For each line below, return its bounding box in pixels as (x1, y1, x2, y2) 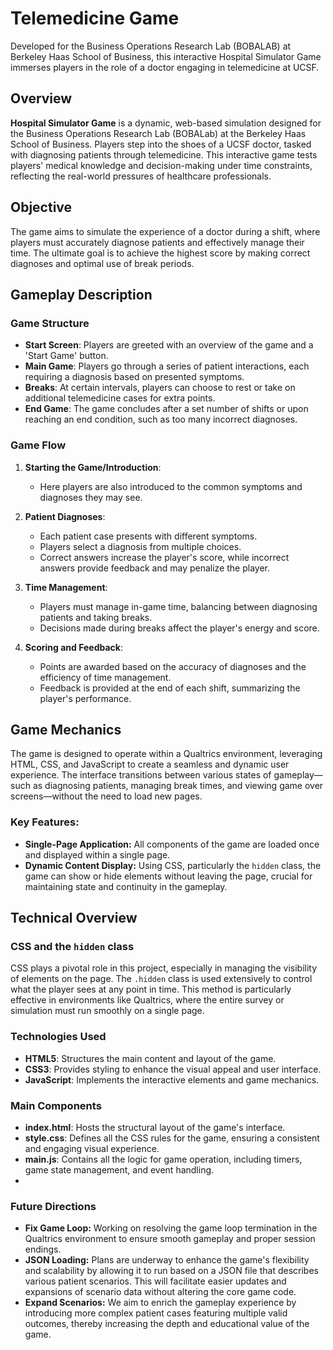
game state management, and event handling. (24, 1163, 215, 1176)
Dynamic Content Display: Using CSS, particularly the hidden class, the (24, 859, 322, 871)
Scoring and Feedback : (24, 641, 124, 653)
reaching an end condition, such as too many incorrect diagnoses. (24, 413, 298, 426)
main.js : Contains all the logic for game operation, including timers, (24, 1153, 303, 1165)
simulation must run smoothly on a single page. (10, 1005, 205, 1017)
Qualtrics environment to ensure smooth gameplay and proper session (24, 1233, 316, 1245)
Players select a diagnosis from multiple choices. (39, 540, 242, 552)
